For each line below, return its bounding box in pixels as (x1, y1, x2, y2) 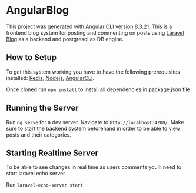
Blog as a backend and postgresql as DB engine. (6, 35, 124, 42)
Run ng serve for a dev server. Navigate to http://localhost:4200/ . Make (6, 118, 184, 125)
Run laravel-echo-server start (6, 181, 84, 188)
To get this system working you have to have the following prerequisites (6, 68, 181, 75)
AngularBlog (6, 4, 69, 17)
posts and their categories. (6, 131, 72, 138)
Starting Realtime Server (6, 148, 99, 158)
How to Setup (6, 52, 57, 62)
